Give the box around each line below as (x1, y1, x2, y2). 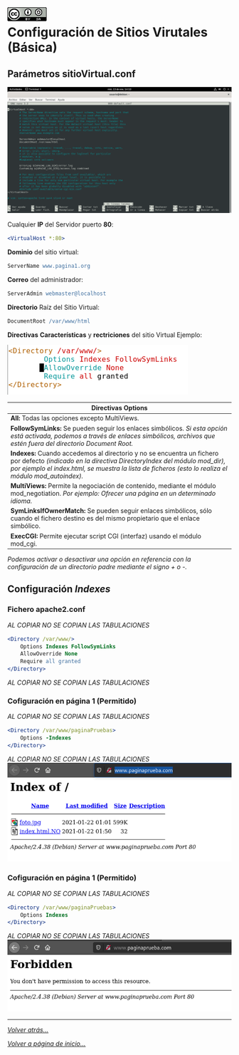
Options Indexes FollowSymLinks (20, 643, 116, 650)
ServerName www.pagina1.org (7, 262, 91, 269)
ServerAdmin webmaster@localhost (7, 290, 107, 297)
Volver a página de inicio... (7, 1039, 86, 1048)
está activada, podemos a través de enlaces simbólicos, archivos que (10, 431, 216, 440)
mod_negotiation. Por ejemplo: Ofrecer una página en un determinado (10, 489, 216, 497)
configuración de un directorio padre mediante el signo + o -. (7, 563, 187, 571)
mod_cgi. (10, 539, 38, 548)
